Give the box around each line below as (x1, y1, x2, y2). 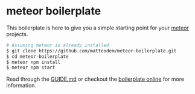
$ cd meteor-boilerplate (6, 53, 69, 60)
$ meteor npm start (6, 64, 56, 70)
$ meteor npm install (6, 59, 61, 65)
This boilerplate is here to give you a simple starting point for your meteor (6, 24, 189, 31)
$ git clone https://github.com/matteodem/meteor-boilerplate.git (6, 48, 177, 54)
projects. (6, 30, 28, 37)
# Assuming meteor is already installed (6, 42, 110, 48)
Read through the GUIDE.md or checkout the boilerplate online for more (6, 75, 185, 83)
